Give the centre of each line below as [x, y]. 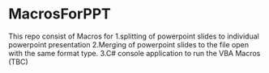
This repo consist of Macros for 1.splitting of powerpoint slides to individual [134, 36]
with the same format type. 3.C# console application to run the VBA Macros [134, 53]
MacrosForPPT [60, 14]
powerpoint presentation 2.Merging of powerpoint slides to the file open [129, 44]
